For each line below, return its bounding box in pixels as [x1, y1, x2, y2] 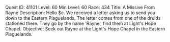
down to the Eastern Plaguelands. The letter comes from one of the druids [5, 15, 161, 21]
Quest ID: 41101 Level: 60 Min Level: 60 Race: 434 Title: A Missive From [5, 5, 155, 10]
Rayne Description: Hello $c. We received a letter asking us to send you [5, 10, 156, 16]
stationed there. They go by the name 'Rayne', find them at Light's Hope [5, 20, 156, 26]
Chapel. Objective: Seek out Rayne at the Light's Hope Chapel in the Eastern [5, 26, 165, 32]
